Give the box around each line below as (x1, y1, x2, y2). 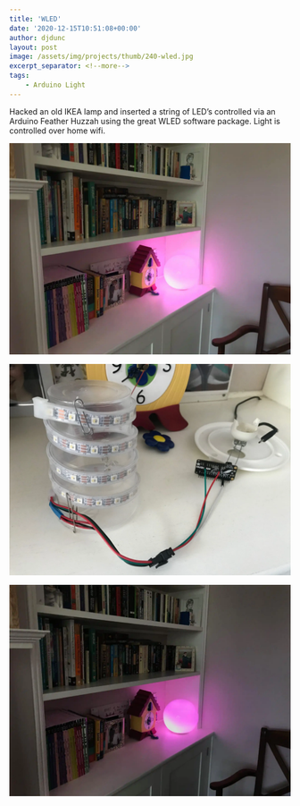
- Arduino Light (25, 81, 87, 89)
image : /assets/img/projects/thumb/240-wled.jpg (9, 52, 194, 62)
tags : (9, 72, 29, 81)
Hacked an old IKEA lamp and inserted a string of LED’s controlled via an (9, 106, 276, 116)
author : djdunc (9, 33, 66, 42)
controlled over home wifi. (9, 125, 105, 136)
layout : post (9, 43, 58, 52)
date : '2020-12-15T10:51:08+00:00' (9, 23, 142, 33)
